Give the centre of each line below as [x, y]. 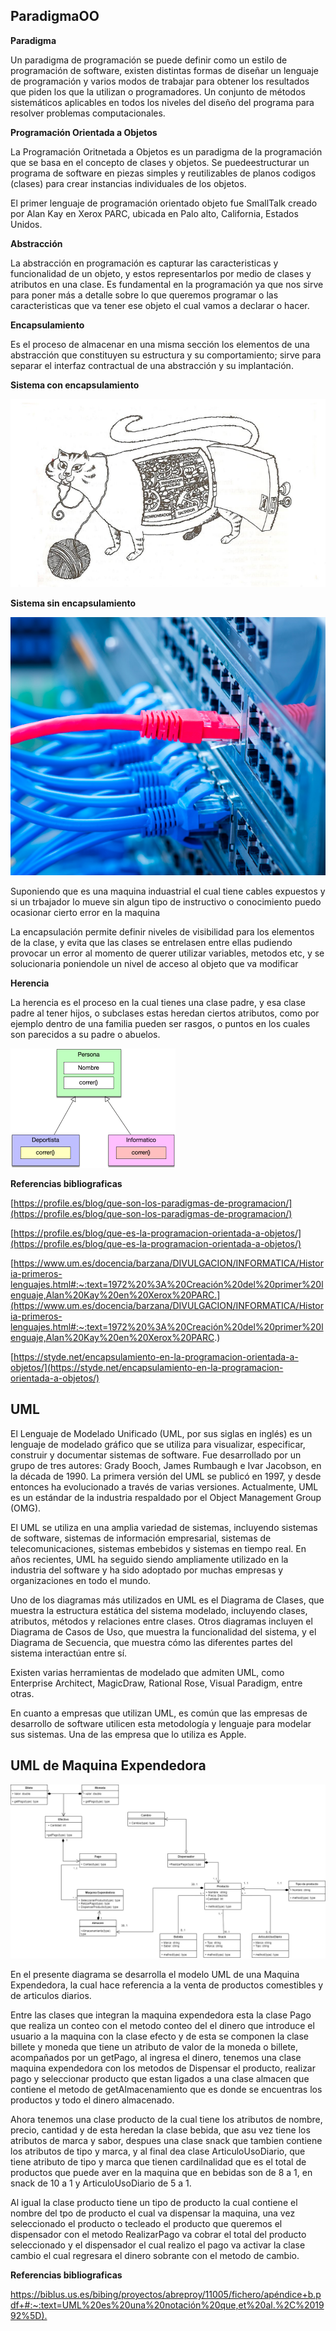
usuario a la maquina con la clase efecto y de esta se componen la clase [159, 2036]
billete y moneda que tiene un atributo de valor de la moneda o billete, [154, 2047]
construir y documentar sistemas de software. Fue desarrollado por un [156, 1455]
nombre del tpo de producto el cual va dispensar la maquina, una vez [153, 2213]
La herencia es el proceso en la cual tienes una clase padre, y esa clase [158, 1003]
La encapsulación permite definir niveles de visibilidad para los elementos [162, 932]
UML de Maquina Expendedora [108, 1765]
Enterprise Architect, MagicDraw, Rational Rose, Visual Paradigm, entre [156, 1683]
